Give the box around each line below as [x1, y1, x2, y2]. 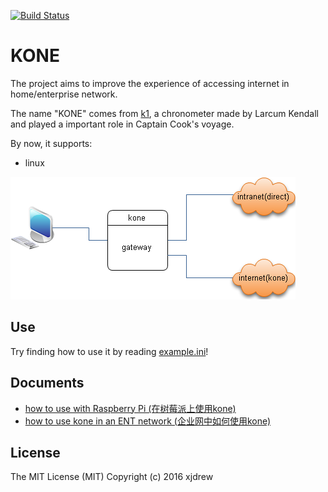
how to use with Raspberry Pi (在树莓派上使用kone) [24, 402, 237, 414]
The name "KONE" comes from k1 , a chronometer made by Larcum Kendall [10, 107, 319, 119]
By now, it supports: [10, 137, 93, 149]
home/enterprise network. [10, 88, 118, 100]
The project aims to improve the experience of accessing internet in [10, 77, 290, 89]
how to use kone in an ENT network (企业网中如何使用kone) [24, 415, 272, 427]
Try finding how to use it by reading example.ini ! [10, 345, 209, 357]
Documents [10, 375, 85, 392]
